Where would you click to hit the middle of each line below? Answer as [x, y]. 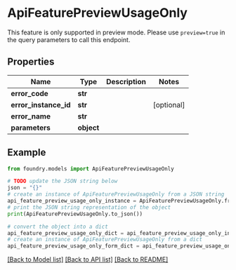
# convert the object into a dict [58, 227]
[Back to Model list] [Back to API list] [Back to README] [88, 259]
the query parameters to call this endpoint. [69, 39]
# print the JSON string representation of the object [89, 207]
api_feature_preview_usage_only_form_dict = [73, 246]
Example [27, 153]
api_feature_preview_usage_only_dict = [66, 233]
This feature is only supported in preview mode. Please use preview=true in [116, 32]
